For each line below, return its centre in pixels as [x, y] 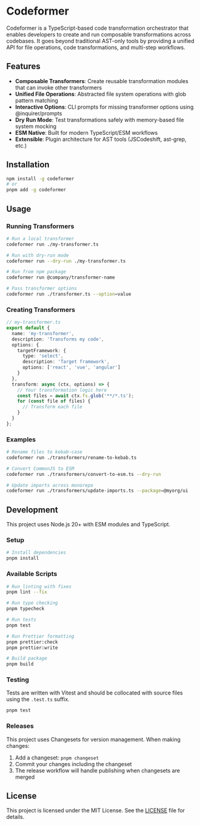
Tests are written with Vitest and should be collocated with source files [95, 693]
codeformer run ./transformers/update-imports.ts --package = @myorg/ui [97, 491]
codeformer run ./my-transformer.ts [52, 244]
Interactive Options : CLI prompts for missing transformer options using [104, 107]
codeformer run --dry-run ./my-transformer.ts [66, 261]
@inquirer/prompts [38, 113]
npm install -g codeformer [40, 178]
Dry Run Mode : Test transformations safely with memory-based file [99, 120]
